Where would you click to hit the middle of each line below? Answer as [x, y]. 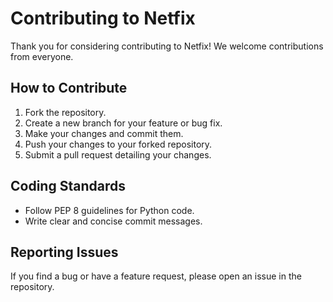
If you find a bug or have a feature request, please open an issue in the [156, 276]
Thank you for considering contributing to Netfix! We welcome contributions [167, 46]
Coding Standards [68, 186]
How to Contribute [69, 88]
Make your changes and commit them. [104, 133]
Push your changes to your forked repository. [118, 144]
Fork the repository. [65, 112]
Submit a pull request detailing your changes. [118, 154]
